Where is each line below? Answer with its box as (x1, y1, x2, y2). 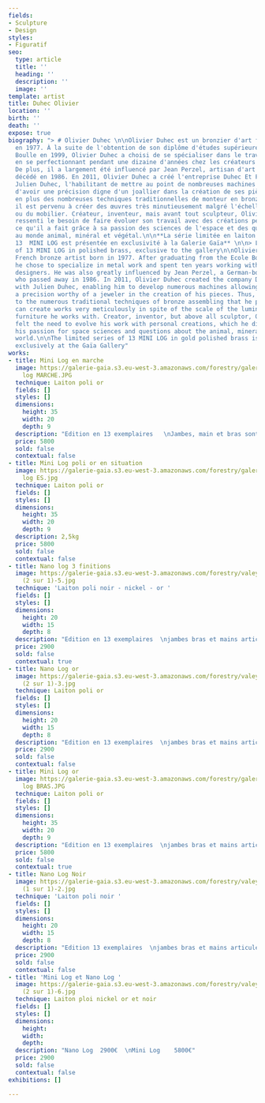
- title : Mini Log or (8, 767, 80, 775)
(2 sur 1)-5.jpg (22, 577, 77, 585)
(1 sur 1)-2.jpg (22, 885, 77, 893)
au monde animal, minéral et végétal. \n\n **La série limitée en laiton (15, 232, 256, 240)
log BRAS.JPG (22, 782, 65, 790)
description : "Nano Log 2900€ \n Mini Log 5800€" (15, 1047, 196, 1055)
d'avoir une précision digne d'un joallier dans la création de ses (15, 187, 245, 196)
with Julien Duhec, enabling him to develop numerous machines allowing (15, 283, 259, 291)
